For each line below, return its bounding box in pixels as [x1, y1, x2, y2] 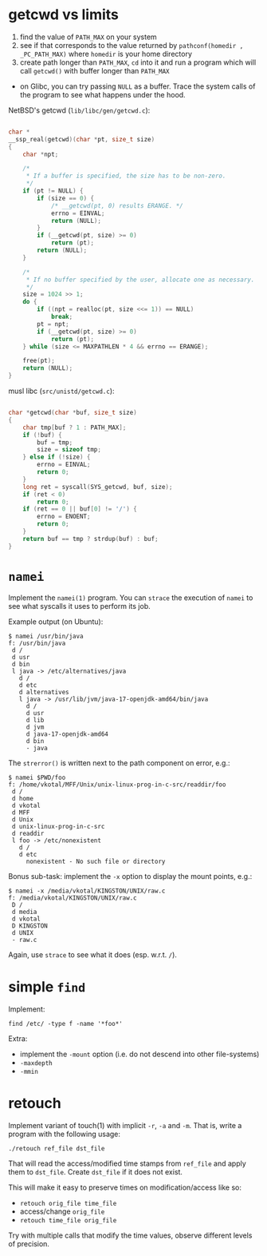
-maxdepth [19, 1059, 53, 1067]
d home [11, 794, 34, 802]
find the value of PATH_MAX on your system [19, 32, 157, 42]
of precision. [8, 1238, 50, 1248]
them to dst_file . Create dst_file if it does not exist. [8, 1167, 183, 1176]
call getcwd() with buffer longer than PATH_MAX [19, 66, 170, 75]
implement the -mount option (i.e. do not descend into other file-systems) [19, 1049, 260, 1059]
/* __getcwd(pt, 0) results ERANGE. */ [50, 201, 183, 209]
